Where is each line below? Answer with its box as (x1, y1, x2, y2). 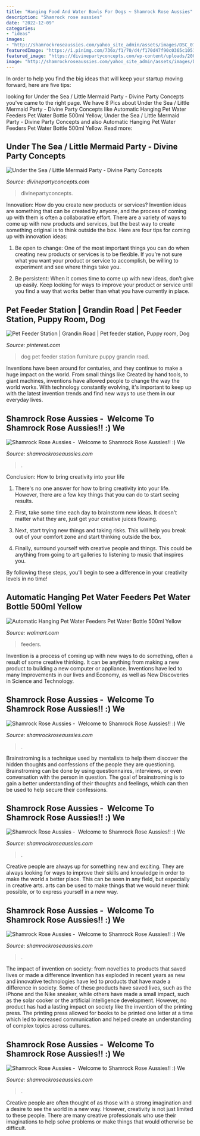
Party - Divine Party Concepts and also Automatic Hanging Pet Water (6, 118, 176, 125)
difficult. (6, 1125, 27, 1131)
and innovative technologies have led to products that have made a (6, 978, 171, 985)
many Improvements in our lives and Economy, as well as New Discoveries (6, 671, 189, 678)
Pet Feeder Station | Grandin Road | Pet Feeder (6, 305, 182, 315)
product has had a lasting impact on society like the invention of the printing (6, 1003, 193, 1010)
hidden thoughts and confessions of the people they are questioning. (6, 760, 176, 768)
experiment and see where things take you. (14, 263, 121, 271)
